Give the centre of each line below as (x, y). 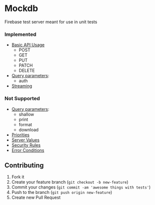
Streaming (22, 86)
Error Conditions (28, 150)
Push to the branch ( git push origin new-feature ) (62, 192)
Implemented (21, 34)
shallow (26, 114)
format (25, 124)
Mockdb (21, 8)
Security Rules (26, 145)
